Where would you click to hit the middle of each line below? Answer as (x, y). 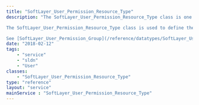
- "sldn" (28, 60)
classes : (17, 71)
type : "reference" (29, 82)
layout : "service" (29, 88)
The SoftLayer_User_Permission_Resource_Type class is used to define (95, 28)
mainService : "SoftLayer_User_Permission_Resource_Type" (79, 93)
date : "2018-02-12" (30, 44)
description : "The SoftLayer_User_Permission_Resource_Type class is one (99, 17)
